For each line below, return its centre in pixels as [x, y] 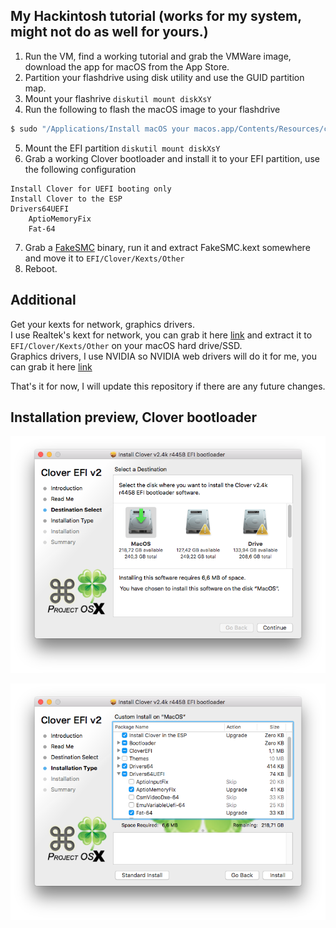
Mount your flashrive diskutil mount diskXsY [118, 98]
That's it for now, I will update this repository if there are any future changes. [168, 386]
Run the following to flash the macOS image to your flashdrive [152, 109]
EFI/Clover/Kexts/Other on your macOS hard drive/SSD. [126, 345]
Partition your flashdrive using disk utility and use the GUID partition [164, 77]
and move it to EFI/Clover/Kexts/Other [104, 258]
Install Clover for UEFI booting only [91, 189]
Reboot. [41, 268]
